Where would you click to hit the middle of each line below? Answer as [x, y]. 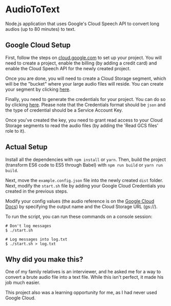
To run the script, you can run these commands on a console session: [79, 216]
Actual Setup [26, 147]
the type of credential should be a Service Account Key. [64, 110]
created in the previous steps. [37, 191]
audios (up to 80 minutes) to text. [40, 29]
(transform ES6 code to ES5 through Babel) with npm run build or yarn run [84, 165]
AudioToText [33, 9]
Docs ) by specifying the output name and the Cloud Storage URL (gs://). [81, 207]
